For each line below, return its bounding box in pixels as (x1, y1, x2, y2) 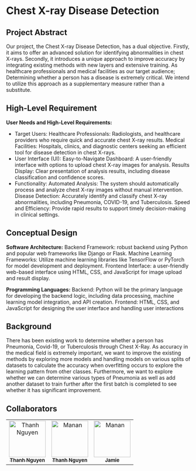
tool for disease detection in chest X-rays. (14, 149, 116, 156)
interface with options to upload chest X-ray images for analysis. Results (14, 161, 190, 168)
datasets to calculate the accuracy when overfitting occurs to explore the (6, 362, 183, 369)
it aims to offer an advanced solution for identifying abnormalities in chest (6, 49, 184, 56)
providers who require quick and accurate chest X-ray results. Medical (14, 136, 185, 143)
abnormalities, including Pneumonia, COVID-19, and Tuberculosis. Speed (14, 198, 190, 205)
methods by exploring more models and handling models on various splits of (6, 356, 191, 363)
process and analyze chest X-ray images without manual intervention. (14, 186, 183, 193)
